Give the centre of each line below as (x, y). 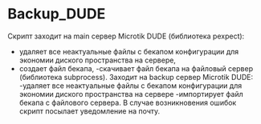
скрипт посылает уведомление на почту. (90, 111)
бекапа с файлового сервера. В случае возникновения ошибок (128, 102)
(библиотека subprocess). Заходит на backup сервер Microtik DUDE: (136, 77)
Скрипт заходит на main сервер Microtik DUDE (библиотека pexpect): (126, 36)
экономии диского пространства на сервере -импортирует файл (131, 94)
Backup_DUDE (57, 14)
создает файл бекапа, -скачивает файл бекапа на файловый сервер (136, 68)
